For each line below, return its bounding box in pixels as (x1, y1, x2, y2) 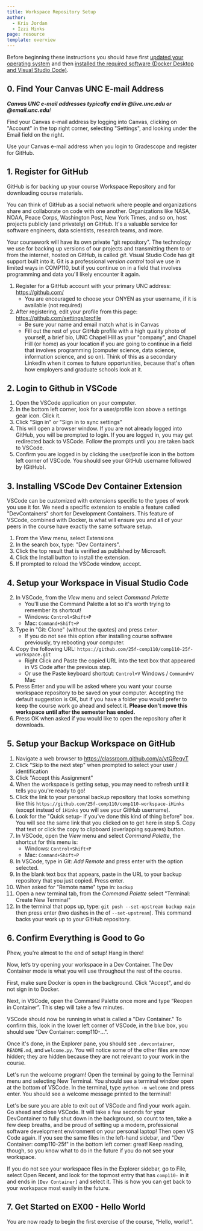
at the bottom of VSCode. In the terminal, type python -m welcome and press (7, 1083, 195, 1091)
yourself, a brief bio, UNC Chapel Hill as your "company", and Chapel (24, 333, 196, 341)
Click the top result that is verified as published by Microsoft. (15, 547, 167, 555)
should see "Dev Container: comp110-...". (7, 1028, 108, 1035)
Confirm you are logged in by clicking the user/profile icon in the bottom (15, 451, 195, 458)
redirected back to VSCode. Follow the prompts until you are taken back (15, 438, 195, 445)
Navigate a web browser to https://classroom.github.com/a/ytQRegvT (15, 754, 189, 762)
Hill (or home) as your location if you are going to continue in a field (24, 340, 192, 347)
